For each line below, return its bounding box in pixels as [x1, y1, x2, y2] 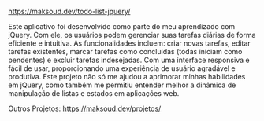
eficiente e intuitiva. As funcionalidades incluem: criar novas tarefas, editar [8, 38, 251, 48]
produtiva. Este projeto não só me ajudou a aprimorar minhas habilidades [8, 72, 246, 81]
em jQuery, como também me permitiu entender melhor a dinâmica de [8, 80, 236, 90]
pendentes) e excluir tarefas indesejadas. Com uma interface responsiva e [8, 55, 250, 64]
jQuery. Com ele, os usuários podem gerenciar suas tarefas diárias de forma [8, 31, 256, 39]
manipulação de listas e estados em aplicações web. [8, 89, 180, 97]
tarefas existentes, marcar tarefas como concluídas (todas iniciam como [8, 47, 243, 56]
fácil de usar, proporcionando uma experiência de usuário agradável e [8, 64, 236, 73]
